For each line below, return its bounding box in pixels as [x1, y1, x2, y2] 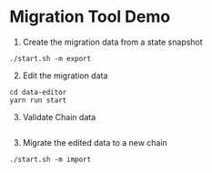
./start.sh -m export [9, 54, 92, 63]
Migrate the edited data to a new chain [22, 137, 168, 148]
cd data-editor [9, 87, 67, 97]
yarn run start [9, 96, 67, 105]
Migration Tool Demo [9, 6, 171, 27]
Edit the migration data [22, 70, 108, 81]
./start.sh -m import [9, 155, 92, 164]
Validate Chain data [22, 111, 96, 122]
